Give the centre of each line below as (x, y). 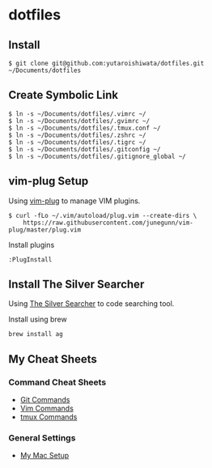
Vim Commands (47, 408)
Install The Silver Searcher (76, 285)
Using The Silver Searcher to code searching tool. (91, 304)
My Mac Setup (45, 456)
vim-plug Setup (49, 181)
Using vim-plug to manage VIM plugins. (74, 201)
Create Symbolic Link (64, 95)
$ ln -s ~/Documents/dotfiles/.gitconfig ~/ (85, 149)
